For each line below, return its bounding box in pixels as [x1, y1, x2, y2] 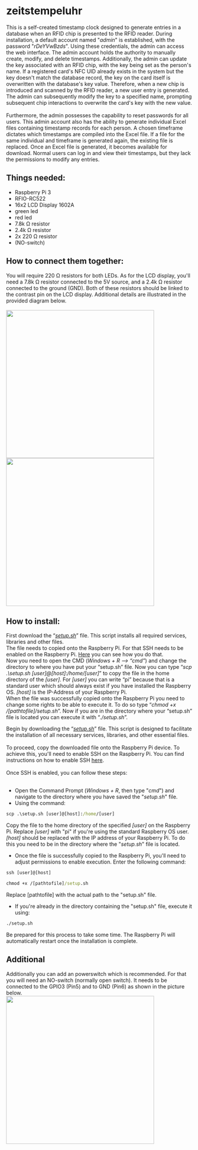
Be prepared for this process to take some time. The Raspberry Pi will [6, 931, 176, 938]
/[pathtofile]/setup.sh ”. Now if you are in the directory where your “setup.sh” [6, 707, 193, 714]
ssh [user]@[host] [6, 870, 51, 876]
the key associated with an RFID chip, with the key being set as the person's [6, 61, 191, 69]
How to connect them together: [6, 256, 124, 266]
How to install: [6, 616, 60, 626]
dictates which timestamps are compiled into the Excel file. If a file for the [6, 130, 185, 137]
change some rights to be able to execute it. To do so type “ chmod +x [6, 701, 176, 708]
